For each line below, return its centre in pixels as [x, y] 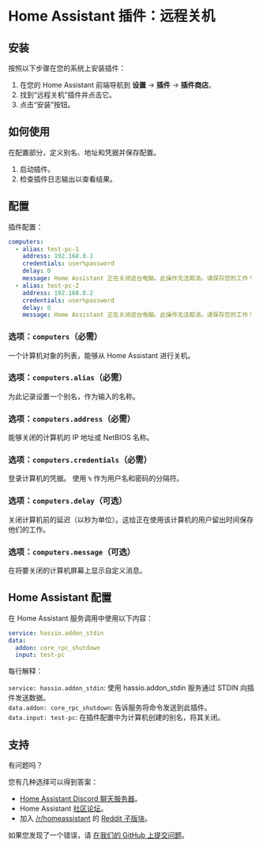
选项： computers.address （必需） [72, 419]
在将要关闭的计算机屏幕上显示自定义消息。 [77, 571]
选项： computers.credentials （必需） [80, 460]
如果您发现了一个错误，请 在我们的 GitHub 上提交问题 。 [99, 835]
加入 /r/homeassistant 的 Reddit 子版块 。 [86, 819]
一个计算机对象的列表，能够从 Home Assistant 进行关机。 [101, 355]
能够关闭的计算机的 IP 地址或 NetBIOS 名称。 [81, 438]
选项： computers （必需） [55, 337]
